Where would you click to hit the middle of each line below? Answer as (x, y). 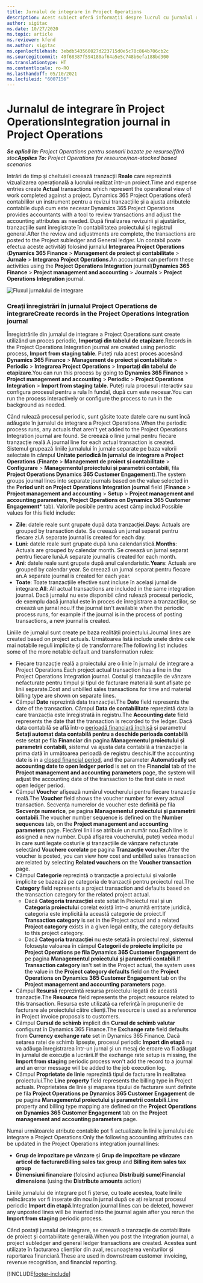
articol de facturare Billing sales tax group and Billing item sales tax (101, 1162)
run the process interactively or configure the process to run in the (89, 399)
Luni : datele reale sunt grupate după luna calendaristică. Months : (96, 544)
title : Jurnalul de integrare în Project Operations (74, 12)
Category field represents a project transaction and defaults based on (103, 888)
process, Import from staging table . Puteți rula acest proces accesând (95, 353)
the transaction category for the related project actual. (83, 895)
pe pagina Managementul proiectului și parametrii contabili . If (102, 959)
